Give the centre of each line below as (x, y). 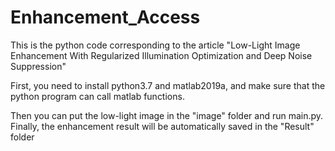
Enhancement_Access (105, 17)
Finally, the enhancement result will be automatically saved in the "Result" (162, 126)
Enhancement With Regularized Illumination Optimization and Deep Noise (161, 55)
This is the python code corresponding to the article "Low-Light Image (155, 45)
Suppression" (38, 66)
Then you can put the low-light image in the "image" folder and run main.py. (167, 115)
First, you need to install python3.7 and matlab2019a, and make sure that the (168, 85)
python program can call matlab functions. (97, 96)
